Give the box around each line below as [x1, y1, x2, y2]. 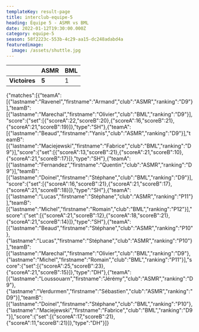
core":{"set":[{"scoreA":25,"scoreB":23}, [6, 262, 106, 270]
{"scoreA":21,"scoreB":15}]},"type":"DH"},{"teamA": [6, 268, 132, 275]
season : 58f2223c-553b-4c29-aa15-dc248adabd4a [6, 36, 124, 42]
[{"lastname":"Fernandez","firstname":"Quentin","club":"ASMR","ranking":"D [6, 161, 192, 168]
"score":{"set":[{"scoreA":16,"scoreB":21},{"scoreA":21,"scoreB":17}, [6, 180, 172, 187]
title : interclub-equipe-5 [6, 14, 73, 20]
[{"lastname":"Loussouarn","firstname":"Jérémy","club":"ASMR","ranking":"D [6, 275, 194, 282]
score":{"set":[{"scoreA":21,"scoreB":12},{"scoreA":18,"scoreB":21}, [6, 212, 170, 219]
